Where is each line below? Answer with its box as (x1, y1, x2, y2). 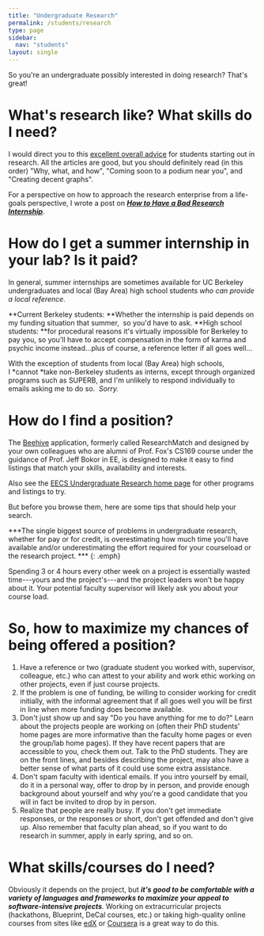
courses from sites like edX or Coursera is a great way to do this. (8, 918, 220, 927)
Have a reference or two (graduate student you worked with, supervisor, (19, 662, 255, 672)
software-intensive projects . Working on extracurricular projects (8, 901, 222, 911)
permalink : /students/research (8, 19, 111, 27)
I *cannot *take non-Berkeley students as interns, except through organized (8, 367, 255, 376)
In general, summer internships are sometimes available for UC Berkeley (8, 277, 243, 287)
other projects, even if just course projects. (19, 679, 160, 689)
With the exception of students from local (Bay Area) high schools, (8, 358, 225, 368)
